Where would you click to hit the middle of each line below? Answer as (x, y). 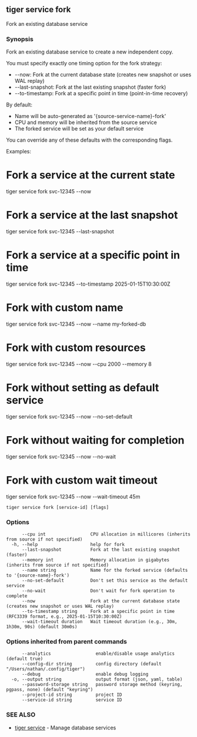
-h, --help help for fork (68, 544)
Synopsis (20, 39)
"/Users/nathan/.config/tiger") (46, 669)
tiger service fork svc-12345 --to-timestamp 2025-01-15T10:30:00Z (88, 284)
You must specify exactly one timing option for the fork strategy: (84, 63)
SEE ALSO (21, 715)
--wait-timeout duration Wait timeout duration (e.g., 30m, (99, 622)
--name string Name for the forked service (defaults (105, 570)
